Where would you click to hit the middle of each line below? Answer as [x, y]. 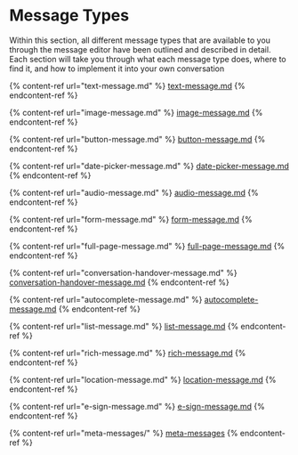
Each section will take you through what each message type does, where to [148, 59]
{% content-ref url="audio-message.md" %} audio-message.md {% [134, 192]
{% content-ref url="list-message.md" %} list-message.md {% [124, 326]
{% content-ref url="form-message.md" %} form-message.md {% [131, 219]
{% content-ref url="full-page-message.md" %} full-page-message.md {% [147, 246]
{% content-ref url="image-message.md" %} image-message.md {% [136, 112]
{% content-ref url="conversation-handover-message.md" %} [123, 272]
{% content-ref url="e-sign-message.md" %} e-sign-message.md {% [137, 406]
